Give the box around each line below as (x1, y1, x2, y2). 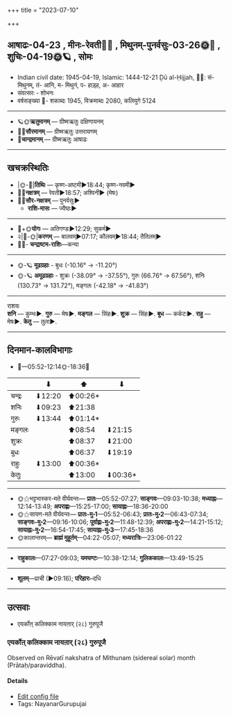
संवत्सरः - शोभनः (17, 88, 54, 96)
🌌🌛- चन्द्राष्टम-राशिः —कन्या (17, 239, 79, 249)
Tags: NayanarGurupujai (17, 699, 87, 707)
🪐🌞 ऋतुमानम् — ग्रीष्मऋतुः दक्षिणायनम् (17, 117, 104, 126)
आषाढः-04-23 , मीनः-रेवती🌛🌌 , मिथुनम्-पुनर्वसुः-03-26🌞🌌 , (7, 40, 221, 51)
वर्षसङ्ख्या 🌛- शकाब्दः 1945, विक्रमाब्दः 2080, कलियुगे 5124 (17, 96, 156, 105)
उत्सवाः (7, 601, 30, 613)
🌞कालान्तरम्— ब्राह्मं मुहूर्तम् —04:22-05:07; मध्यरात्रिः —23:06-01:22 (17, 534, 182, 542)
